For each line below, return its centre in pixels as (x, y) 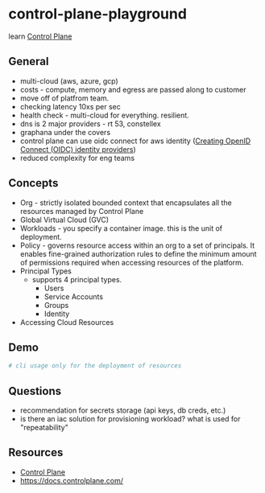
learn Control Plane (40, 36)
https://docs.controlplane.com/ (71, 480)
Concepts (33, 183)
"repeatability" (44, 428)
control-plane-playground (98, 14)
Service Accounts (73, 296)
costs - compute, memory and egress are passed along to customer (133, 89)
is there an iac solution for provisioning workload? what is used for (130, 419)
